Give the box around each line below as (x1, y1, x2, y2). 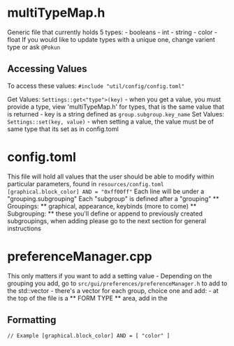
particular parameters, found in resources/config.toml (7, 179, 164, 188)
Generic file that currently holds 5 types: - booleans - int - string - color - (7, 28, 218, 36)
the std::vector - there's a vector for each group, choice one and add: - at (7, 286, 219, 294)
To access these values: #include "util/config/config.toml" (7, 82, 185, 90)
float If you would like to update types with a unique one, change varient (7, 35, 215, 43)
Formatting (7, 314, 57, 326)
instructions (7, 224, 42, 232)
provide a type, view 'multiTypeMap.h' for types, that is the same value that (7, 103, 225, 111)
